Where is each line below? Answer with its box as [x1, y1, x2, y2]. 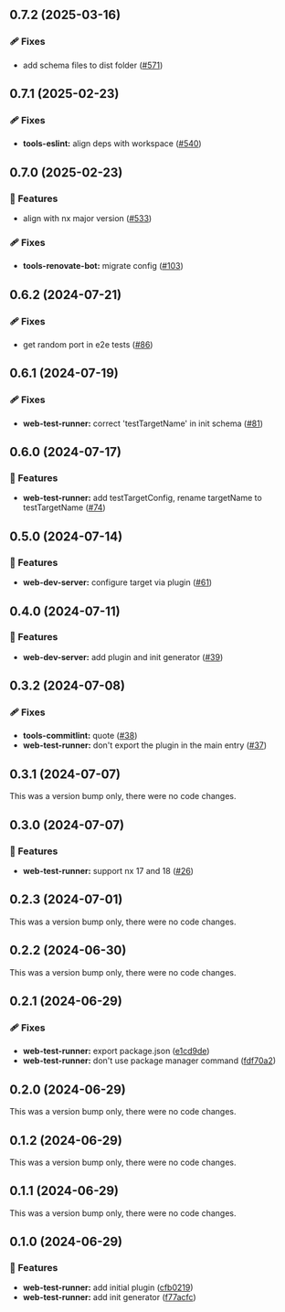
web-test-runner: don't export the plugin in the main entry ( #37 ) [22, 740, 268, 751]
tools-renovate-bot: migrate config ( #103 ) [22, 261, 185, 272]
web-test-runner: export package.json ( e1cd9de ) [22, 1046, 210, 1057]
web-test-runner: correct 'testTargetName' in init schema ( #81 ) [22, 418, 263, 429]
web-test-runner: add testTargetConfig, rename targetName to [22, 493, 262, 504]
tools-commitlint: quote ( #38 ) [22, 731, 138, 741]
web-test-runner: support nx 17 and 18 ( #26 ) [22, 865, 195, 876]
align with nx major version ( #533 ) [22, 213, 153, 224]
